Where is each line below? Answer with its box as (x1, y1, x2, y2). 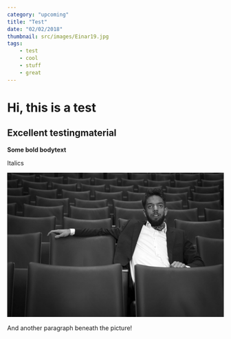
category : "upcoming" (7, 11, 69, 18)
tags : (7, 40, 23, 48)
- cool (19, 55, 38, 62)
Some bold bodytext (7, 145, 67, 154)
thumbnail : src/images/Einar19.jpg (7, 33, 109, 40)
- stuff (19, 62, 41, 69)
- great (19, 69, 41, 76)
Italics (7, 158, 24, 167)
